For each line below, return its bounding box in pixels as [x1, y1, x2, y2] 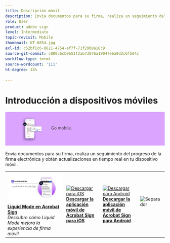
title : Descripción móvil [5, 8, 60, 13]
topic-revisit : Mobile [5, 35, 53, 40]
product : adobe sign [5, 24, 49, 29]
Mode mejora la [7, 220, 40, 226]
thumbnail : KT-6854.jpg [5, 41, 56, 46]
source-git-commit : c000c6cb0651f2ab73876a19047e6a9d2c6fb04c [5, 51, 139, 56]
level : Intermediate [5, 29, 49, 35]
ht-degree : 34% [5, 67, 37, 72]
